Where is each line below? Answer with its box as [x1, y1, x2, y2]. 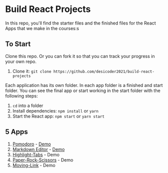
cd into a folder [12, 102, 44, 108]
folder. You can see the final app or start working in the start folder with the [5, 87, 160, 93]
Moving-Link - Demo [12, 162, 56, 168]
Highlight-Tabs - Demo [12, 151, 60, 157]
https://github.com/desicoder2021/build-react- [53, 69, 154, 74]
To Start [5, 40, 31, 48]
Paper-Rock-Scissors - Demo [12, 156, 74, 163]
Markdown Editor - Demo [12, 146, 65, 152]
